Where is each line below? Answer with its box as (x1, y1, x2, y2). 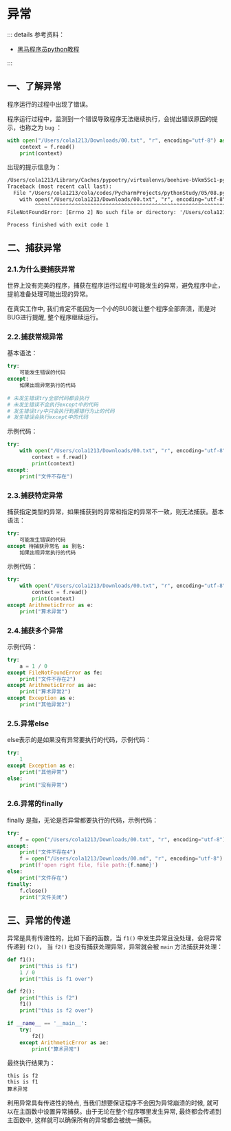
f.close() (19, 887, 48, 894)
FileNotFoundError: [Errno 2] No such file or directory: (7, 209, 177, 215)
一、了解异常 (7, 81, 62, 92)
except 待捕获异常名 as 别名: (7, 542, 86, 549)
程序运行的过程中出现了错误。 (7, 100, 91, 108)
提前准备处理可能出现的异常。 (7, 290, 91, 298)
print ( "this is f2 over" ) (19, 1007, 94, 1014)
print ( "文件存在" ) (19, 874, 68, 881)
